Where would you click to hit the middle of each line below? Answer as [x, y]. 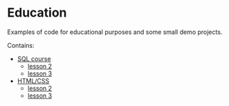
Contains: [21, 45]
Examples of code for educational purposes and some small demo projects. [115, 32]
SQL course [34, 59]
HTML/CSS [33, 80]
